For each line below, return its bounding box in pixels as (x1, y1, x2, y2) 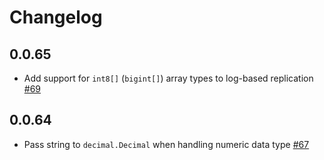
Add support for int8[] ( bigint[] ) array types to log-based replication (23, 72, 314, 84)
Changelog (9, 6, 103, 29)
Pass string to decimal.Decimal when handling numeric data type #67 (23, 138, 310, 150)
